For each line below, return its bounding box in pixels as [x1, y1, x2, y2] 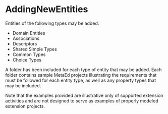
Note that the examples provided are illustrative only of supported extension [5, 92, 163, 98]
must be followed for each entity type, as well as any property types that [5, 77, 156, 83]
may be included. [5, 82, 41, 89]
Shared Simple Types [12, 46, 57, 52]
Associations [12, 35, 39, 41]
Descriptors [12, 40, 37, 46]
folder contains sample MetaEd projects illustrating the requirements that [5, 72, 157, 78]
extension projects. [5, 103, 45, 109]
